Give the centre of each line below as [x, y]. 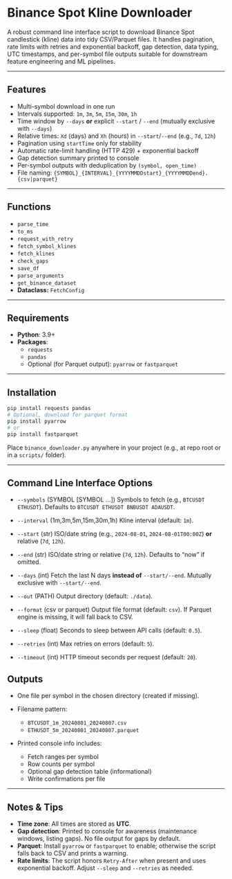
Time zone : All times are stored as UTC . [74, 824]
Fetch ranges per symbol [63, 757]
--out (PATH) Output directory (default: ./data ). [85, 596]
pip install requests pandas [49, 409]
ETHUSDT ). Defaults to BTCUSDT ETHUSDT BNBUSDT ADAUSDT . [96, 507]
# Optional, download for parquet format [68, 415]
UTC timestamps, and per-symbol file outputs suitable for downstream [107, 54]
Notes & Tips [35, 807]
